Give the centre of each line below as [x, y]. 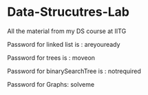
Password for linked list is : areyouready [64, 44]
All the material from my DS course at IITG [67, 31]
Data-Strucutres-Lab [68, 12]
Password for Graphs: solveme [51, 84]
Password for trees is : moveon [51, 57]
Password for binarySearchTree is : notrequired [74, 71]
